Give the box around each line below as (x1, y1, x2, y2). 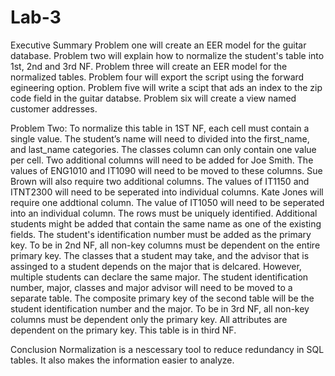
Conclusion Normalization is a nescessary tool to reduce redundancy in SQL (10, 343, 325, 355)
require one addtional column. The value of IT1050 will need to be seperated (10, 196, 325, 208)
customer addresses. (10, 102, 98, 115)
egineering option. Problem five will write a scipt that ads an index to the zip (10, 81, 323, 93)
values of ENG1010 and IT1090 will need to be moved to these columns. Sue (10, 164, 323, 176)
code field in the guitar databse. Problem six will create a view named (10, 92, 297, 104)
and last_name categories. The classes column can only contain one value (10, 143, 317, 155)
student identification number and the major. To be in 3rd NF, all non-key (10, 302, 310, 315)
